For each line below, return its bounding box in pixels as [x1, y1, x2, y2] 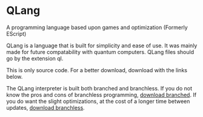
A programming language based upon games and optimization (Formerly [6, 24, 188, 31]
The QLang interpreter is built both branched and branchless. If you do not [6, 84, 193, 92]
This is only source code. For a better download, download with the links [6, 66, 188, 73]
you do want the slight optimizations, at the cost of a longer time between [6, 98, 190, 105]
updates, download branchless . [6, 104, 85, 111]
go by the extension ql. [6, 55, 64, 62]
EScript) [6, 30, 27, 37]
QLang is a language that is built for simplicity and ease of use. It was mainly [6, 42, 198, 49]
